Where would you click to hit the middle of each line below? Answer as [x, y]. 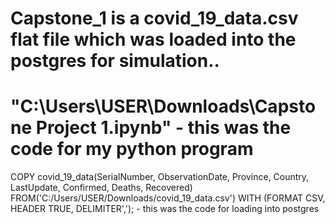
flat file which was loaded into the [153, 39]
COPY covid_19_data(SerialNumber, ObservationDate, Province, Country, [160, 177]
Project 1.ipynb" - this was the [163, 128]
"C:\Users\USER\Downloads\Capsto [163, 106]
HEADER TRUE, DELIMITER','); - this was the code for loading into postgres [165, 209]
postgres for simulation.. [115, 61]
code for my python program [132, 149]
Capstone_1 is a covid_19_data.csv [154, 18]
